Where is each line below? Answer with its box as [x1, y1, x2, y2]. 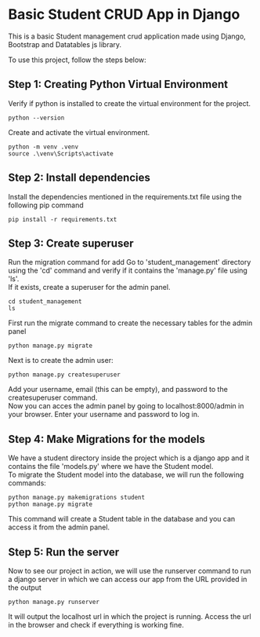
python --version [8, 114, 65, 122]
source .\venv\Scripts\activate [8, 149, 114, 158]
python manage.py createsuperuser [8, 371, 121, 379]
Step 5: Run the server [8, 545, 120, 558]
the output [8, 583, 42, 592]
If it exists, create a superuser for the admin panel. [8, 283, 171, 292]
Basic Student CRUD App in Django [8, 5, 240, 24]
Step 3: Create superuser [8, 236, 134, 250]
